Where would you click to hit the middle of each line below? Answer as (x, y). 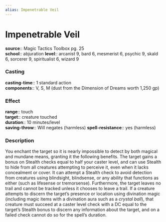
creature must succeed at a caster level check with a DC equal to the (76, 205)
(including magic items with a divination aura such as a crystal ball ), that (79, 199)
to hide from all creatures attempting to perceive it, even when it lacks (77, 167)
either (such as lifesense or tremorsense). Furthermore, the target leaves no (83, 183)
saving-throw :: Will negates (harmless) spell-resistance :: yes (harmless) (81, 128)
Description (20, 141)
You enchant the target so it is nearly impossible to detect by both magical (82, 151)
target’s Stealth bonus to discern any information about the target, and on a (82, 210)
